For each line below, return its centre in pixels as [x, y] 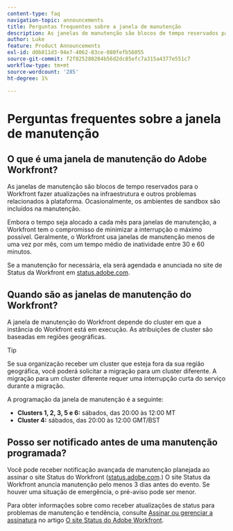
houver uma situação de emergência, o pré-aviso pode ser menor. [102, 492]
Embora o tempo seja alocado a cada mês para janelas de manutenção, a [112, 222]
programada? [37, 453]
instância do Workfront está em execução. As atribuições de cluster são [110, 329]
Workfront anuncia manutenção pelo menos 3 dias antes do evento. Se [109, 484]
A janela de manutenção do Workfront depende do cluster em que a [104, 322]
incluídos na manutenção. [44, 209]
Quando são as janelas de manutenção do [100, 294]
